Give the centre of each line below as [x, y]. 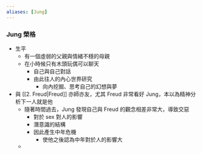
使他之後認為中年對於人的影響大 [82, 139]
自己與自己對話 [52, 71]
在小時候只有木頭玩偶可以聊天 [61, 64]
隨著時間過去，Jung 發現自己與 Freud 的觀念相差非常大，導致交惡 [107, 109]
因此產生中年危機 [55, 132]
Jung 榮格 [21, 34]
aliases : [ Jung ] [27, 12]
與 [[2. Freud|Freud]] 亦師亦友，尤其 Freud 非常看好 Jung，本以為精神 [103, 94]
